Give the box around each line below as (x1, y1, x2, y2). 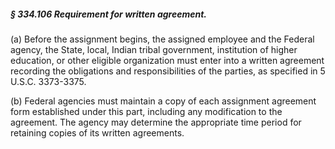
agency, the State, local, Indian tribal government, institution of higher (10, 43, 298, 55)
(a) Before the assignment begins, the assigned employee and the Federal (10, 33, 315, 45)
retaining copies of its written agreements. (10, 126, 185, 139)
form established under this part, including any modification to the (10, 105, 283, 117)
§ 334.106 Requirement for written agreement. (10, 8, 208, 20)
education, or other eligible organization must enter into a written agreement (10, 54, 325, 66)
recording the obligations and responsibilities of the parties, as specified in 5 (10, 65, 326, 77)
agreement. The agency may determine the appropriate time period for (10, 116, 302, 128)
